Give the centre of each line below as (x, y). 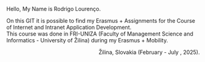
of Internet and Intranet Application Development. (69, 27)
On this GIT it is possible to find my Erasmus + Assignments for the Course (101, 21)
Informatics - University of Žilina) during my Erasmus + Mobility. (87, 40)
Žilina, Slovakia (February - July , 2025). (149, 52)
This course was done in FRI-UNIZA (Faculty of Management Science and (100, 34)
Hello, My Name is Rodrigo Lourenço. (54, 9)
